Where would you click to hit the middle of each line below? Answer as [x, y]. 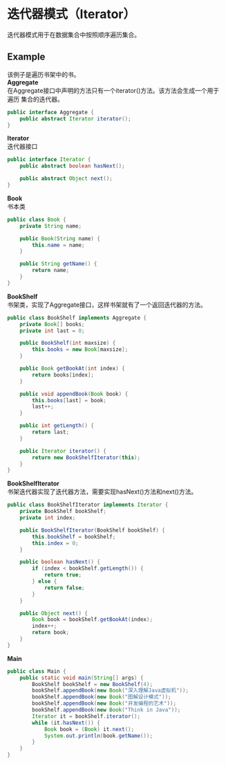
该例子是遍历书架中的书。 [44, 74]
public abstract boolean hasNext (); [73, 166]
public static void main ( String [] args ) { [82, 678]
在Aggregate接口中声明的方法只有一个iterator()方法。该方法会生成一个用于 [113, 90]
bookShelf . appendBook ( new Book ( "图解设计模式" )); [102, 697]
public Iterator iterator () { [63, 451]
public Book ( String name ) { [60, 238]
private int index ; [48, 518]
